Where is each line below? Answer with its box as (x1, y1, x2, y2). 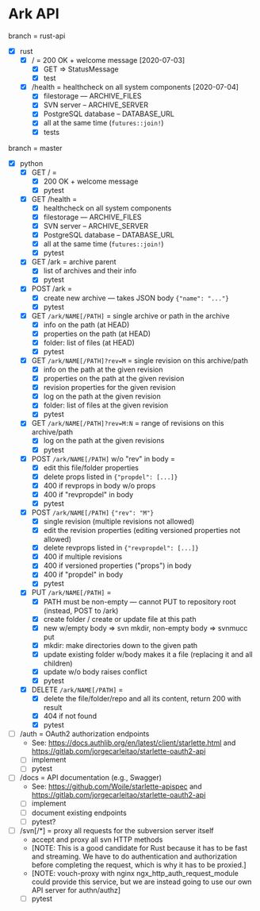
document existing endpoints (31, 808, 127, 817)
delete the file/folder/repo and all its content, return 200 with (43, 694, 242, 703)
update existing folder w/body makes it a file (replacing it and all (43, 649, 253, 659)
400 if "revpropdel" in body (43, 489, 134, 499)
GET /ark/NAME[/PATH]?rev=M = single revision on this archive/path (31, 355, 248, 365)
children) (43, 658, 73, 668)
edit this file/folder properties (43, 462, 140, 473)
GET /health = (31, 194, 78, 203)
